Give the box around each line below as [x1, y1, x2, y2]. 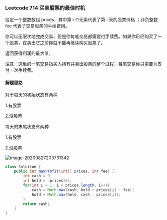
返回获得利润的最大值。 [5, 50, 53, 56]
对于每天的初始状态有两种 [5, 91, 58, 98]
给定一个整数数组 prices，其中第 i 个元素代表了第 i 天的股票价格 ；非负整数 [5, 16, 158, 23]
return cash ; [23, 201, 50, 207]
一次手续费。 [9, 67, 36, 73]
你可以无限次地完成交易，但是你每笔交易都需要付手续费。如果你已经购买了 [5, 33, 158, 39]
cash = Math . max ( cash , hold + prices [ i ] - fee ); [31, 187, 135, 193]
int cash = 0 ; [23, 174, 52, 179]
